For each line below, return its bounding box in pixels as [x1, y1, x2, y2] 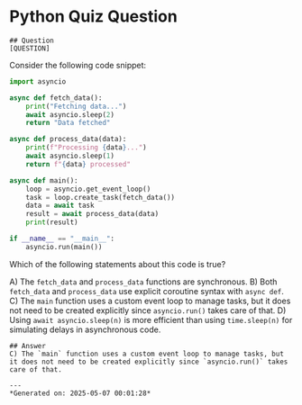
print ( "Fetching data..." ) [25, 102, 127, 111]
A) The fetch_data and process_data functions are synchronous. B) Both [9, 276, 278, 287]
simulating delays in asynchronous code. [9, 324, 161, 335]
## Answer [9, 341, 47, 350]
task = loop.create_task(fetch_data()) [25, 193, 176, 202]
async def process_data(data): [9, 135, 127, 144]
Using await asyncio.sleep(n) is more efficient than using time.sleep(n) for [9, 314, 293, 325]
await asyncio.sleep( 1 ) [25, 151, 115, 161]
